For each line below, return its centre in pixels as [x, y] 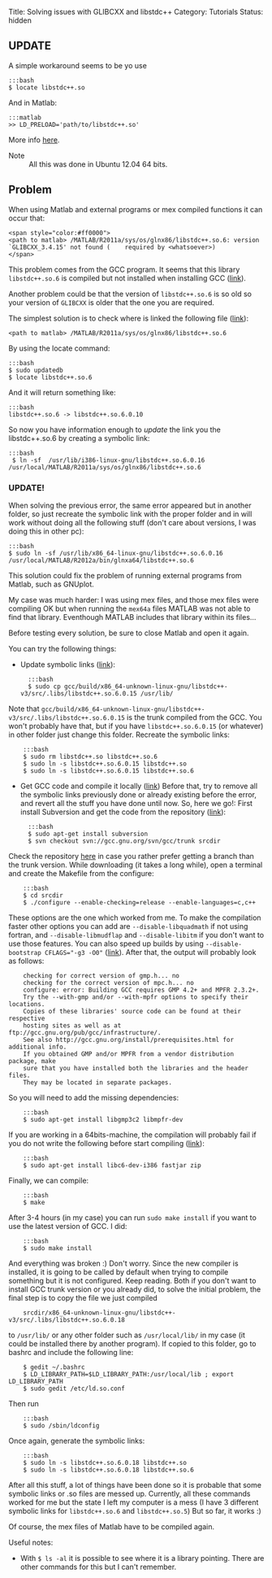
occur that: [27, 218]
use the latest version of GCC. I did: [68, 1226]
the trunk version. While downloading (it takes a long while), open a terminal [136, 865]
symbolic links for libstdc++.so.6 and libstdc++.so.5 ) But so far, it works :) [135, 1510]
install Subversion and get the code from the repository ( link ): [123, 812]
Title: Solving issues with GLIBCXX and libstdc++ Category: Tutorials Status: [136, 12]
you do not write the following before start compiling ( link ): [106, 1143]
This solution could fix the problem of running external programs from [125, 575]
